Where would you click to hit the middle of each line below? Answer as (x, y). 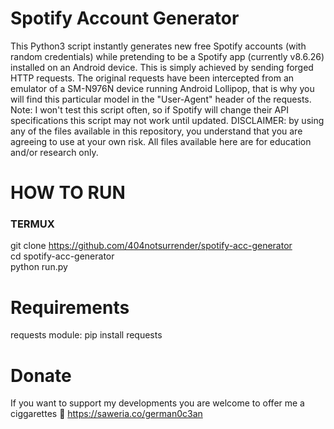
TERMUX (32, 224)
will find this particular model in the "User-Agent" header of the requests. (161, 99)
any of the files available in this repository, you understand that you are (156, 131)
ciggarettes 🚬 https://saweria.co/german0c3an (106, 414)
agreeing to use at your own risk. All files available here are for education (161, 141)
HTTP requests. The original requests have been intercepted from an (152, 78)
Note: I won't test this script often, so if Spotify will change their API (149, 109)
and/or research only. (54, 152)
